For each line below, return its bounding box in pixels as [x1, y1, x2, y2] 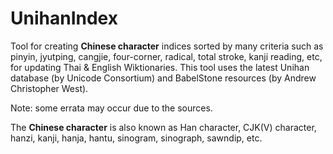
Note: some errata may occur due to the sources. [10, 102, 213, 114]
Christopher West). [10, 82, 89, 94]
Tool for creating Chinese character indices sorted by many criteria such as [10, 40, 324, 52]
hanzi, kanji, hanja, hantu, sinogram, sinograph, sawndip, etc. [10, 132, 263, 144]
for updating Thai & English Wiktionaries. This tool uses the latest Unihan [10, 61, 310, 73]
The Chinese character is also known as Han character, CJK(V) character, [10, 121, 317, 133]
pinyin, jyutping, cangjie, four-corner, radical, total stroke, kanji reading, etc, [10, 50, 323, 62]
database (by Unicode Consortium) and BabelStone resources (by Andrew [10, 72, 317, 84]
